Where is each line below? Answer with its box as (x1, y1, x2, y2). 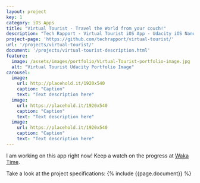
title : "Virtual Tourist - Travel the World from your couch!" (6, 25, 167, 31)
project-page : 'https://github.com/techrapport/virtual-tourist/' (6, 36, 174, 42)
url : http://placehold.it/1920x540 (17, 81, 105, 87)
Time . (6, 158, 20, 165)
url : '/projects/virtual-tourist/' (6, 42, 95, 48)
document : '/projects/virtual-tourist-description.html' (6, 48, 151, 53)
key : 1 (6, 14, 23, 20)
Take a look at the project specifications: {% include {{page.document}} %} (6, 170, 192, 177)
